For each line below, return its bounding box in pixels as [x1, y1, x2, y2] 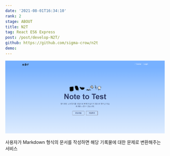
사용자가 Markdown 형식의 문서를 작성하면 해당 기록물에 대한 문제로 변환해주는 [5, 139, 161, 145]
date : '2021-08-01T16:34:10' [5, 8, 67, 13]
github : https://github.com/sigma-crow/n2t [5, 41, 99, 46]
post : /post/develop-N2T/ [5, 35, 60, 40]
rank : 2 [5, 13, 22, 19]
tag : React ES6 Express [5, 29, 56, 35]
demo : [5, 46, 17, 51]
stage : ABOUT [5, 19, 33, 24]
